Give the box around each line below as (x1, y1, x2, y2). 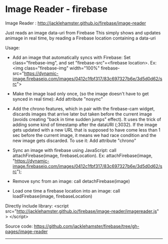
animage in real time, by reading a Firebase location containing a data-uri (5, 35, 156, 41)
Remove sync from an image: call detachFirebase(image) (12, 178, 130, 184)
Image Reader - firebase (5, 3, 107, 15)
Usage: (5, 44, 20, 50)
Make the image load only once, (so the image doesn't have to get (12, 90, 149, 96)
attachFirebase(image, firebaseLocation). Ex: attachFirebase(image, (12, 152, 152, 158)
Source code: (5, 223, 33, 229)
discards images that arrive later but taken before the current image (12, 111, 152, 117)
